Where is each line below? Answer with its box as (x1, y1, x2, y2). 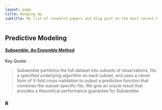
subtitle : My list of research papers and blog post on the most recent (5, 16, 154, 21)
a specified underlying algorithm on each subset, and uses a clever (16, 72, 150, 78)
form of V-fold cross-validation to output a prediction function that (16, 78, 148, 83)
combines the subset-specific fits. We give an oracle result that (16, 82, 143, 88)
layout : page (5, 7, 31, 12)
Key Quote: (5, 58, 27, 64)
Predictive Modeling (5, 34, 67, 42)
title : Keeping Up (5, 12, 42, 16)
